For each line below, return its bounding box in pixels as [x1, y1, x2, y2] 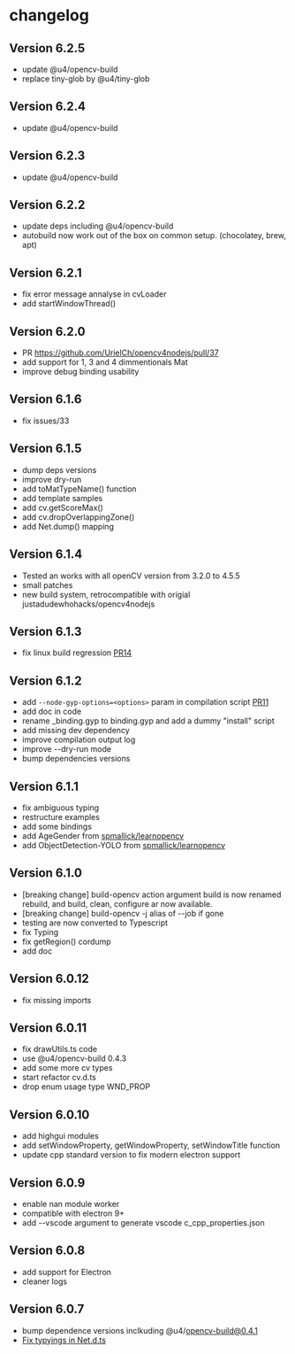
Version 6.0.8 [9, 1243, 86, 1258]
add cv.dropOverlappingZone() [21, 511, 135, 522]
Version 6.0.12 [9, 971, 90, 986]
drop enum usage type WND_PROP [21, 1081, 151, 1092]
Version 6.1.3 [9, 623, 82, 638]
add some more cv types [21, 1063, 113, 1073]
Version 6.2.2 [9, 197, 86, 213]
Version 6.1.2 [9, 673, 82, 688]
